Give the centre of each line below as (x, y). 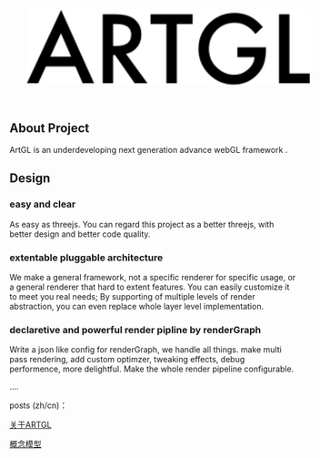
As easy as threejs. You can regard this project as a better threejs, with (142, 224)
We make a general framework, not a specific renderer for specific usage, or (153, 278)
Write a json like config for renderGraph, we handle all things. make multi (145, 350)
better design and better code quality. (80, 234)
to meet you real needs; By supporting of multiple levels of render (133, 297)
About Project (50, 128)
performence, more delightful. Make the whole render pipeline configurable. (152, 369)
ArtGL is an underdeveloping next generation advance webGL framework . (149, 150)
